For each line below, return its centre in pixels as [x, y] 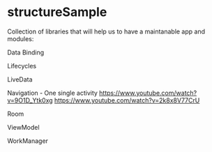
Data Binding [26, 52]
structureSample [57, 12]
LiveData [20, 79]
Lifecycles [22, 66]
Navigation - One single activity [52, 93]
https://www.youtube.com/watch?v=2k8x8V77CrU [127, 100]
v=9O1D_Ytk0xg [30, 100]
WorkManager [28, 141]
